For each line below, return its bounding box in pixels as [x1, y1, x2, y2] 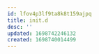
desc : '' [7, 23, 33, 30]
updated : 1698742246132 [7, 29, 77, 37]
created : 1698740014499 [7, 36, 77, 43]
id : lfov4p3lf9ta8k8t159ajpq [7, 10, 92, 18]
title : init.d [7, 17, 49, 24]
